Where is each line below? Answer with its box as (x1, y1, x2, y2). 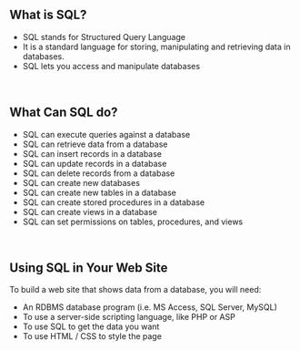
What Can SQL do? (9, 105, 118, 120)
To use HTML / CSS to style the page (22, 331, 162, 342)
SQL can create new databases (22, 177, 141, 188)
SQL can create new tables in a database (22, 187, 177, 198)
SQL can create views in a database (22, 206, 157, 217)
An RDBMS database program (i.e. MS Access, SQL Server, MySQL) (22, 302, 277, 313)
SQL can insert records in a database (22, 148, 162, 159)
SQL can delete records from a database (22, 168, 175, 179)
